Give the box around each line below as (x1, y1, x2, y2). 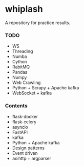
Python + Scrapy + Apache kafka (12, 85, 79, 91)
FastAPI (12, 129, 28, 135)
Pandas (12, 69, 28, 75)
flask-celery (12, 119, 37, 125)
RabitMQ (12, 64, 30, 70)
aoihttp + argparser (12, 155, 51, 161)
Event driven (12, 150, 38, 156)
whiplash (5, 3, 43, 15)
